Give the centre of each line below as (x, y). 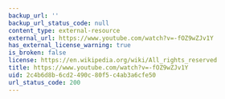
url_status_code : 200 (45, 82)
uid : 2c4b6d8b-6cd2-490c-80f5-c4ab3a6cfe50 (82, 75)
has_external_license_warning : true (70, 46)
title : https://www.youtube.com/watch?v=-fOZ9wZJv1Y (98, 68)
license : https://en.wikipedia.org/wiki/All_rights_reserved (113, 61)
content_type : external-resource (64, 30)
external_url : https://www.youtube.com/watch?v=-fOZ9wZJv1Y (111, 38)
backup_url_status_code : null (59, 23)
